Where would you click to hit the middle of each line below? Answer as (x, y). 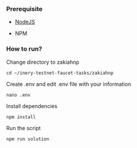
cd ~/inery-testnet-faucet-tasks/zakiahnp (60, 73)
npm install (21, 117)
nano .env (19, 95)
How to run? (24, 49)
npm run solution (28, 139)
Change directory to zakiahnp (43, 62)
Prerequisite (25, 9)
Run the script (23, 128)
